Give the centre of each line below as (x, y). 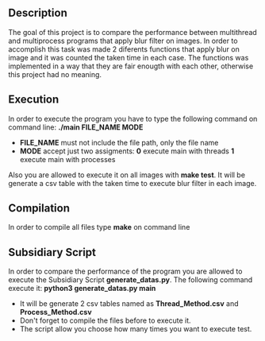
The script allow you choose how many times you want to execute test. (136, 329)
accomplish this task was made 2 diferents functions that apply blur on (124, 49)
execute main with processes (67, 159)
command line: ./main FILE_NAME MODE (76, 127)
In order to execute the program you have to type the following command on (133, 118)
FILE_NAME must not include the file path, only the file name (119, 142)
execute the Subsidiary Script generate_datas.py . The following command (131, 280)
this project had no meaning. (55, 74)
